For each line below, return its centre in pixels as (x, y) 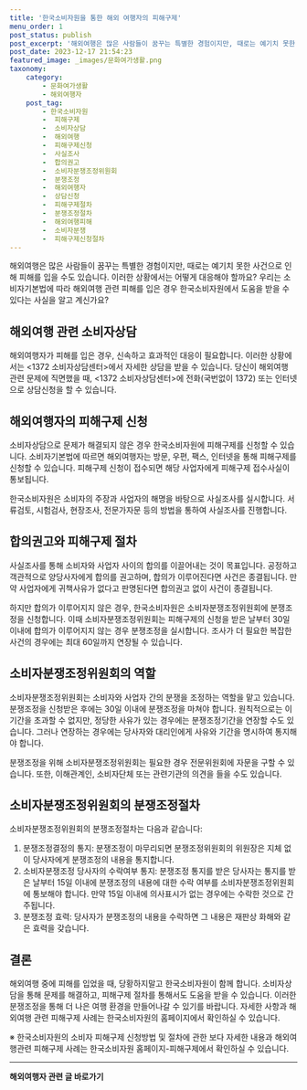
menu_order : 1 (37, 26)
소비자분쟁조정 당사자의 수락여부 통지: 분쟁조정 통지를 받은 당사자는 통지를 (154, 871)
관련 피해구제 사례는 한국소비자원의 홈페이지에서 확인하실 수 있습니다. (157, 1018)
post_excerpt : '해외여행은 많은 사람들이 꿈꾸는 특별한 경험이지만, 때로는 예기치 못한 (153, 43)
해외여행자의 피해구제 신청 (79, 421)
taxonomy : (28, 69)
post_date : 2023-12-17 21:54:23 (71, 52)
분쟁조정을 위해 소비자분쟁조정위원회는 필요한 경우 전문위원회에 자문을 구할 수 (148, 762)
